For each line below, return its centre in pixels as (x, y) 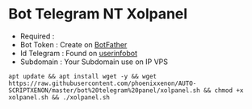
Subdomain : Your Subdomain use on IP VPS (94, 62)
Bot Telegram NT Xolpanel (98, 14)
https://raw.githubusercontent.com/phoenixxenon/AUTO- (103, 83)
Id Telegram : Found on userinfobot (79, 53)
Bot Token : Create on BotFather (73, 44)
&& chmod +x (223, 90)
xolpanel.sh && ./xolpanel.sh (59, 97)
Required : (37, 36)
